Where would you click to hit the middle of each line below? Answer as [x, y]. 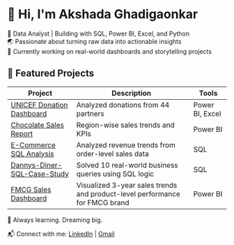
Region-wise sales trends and [126, 125]
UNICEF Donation [39, 105]
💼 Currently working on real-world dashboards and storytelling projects [110, 51]
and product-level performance [128, 193]
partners [90, 113]
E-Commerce [33, 144]
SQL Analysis [32, 154]
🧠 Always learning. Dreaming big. [55, 220]
